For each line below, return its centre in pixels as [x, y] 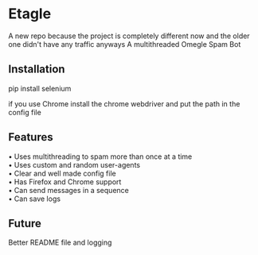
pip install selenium [40, 88]
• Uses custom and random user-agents [74, 164]
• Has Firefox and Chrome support [65, 182]
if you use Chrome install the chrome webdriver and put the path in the [124, 103]
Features [31, 137]
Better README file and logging [60, 242]
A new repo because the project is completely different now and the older [129, 36]
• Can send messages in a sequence [68, 190]
